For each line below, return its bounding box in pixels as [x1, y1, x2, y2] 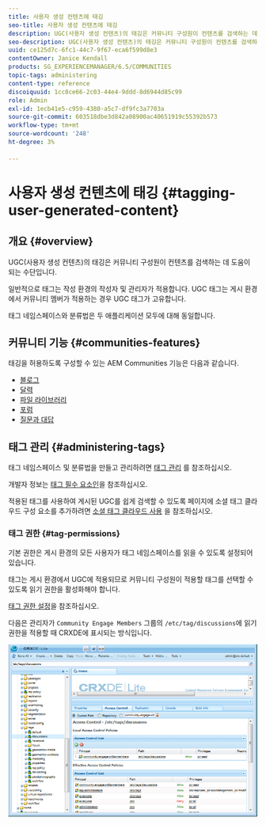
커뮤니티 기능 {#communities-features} [8, 336, 200, 350]
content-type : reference [8, 79, 90, 87]
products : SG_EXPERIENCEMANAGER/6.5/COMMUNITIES [8, 63, 172, 71]
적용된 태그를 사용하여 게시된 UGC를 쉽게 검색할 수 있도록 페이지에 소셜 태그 [8, 496, 243, 506]
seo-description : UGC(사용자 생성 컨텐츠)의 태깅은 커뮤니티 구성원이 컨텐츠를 [8, 38, 238, 46]
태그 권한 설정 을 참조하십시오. [8, 601, 100, 610]
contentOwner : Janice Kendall [8, 55, 108, 63]
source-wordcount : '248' [8, 130, 90, 138]
